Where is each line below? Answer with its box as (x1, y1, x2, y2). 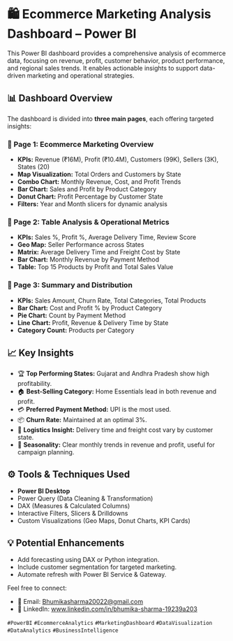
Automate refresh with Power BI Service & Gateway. (17, 570, 167, 579)
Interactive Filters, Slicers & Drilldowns (17, 509, 128, 518)
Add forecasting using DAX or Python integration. (17, 556, 160, 564)
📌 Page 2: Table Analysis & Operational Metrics (7, 217, 170, 226)
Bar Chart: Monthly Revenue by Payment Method (17, 255, 160, 264)
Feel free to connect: (7, 584, 68, 592)
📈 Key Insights (7, 347, 75, 359)
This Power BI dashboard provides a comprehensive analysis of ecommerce (7, 49, 226, 57)
